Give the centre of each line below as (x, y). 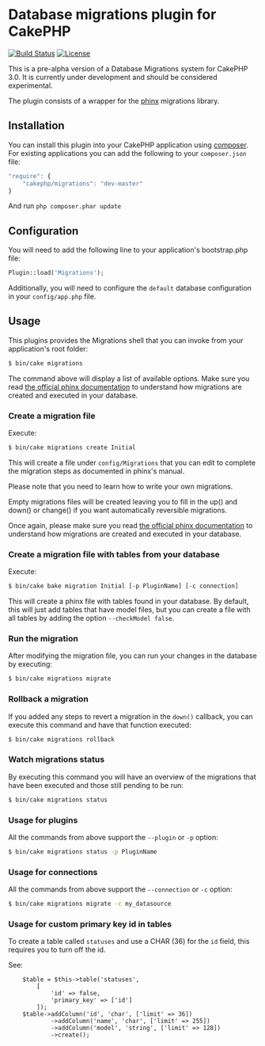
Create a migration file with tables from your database (114, 554)
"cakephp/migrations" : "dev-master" (83, 184)
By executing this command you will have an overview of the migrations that (132, 777)
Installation (36, 126)
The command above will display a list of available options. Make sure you (129, 378)
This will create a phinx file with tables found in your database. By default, (129, 601)
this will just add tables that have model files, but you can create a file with (129, 610)
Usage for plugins (43, 820)
